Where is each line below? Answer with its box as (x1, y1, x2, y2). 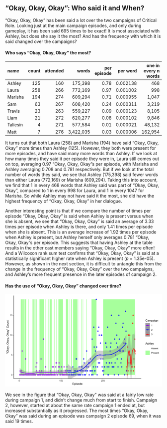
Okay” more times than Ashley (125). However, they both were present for (5, 145, 156, 151)
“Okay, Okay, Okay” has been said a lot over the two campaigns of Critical (5, 17, 157, 23)
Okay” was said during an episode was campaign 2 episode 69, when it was (5, 413, 162, 419)
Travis (7, 108, 20, 114)
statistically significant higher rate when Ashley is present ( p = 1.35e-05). (5, 255, 155, 261)
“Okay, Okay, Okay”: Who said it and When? (5, 4, 145, 12)
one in (146, 62, 160, 68)
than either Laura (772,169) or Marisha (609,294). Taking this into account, (5, 177, 158, 183)
